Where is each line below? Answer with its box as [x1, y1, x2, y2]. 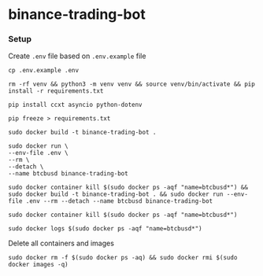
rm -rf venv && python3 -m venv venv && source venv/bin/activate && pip [8, 80, 256, 88]
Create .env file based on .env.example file [8, 51, 146, 61]
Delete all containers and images [8, 238, 114, 248]
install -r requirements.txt [8, 87, 104, 95]
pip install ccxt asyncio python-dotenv [8, 101, 143, 109]
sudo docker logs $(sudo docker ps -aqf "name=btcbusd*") [8, 225, 202, 233]
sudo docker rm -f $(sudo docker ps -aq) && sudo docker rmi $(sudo [8, 254, 238, 262]
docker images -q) [8, 261, 69, 269]
